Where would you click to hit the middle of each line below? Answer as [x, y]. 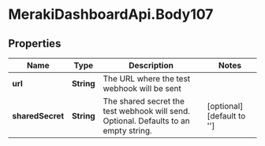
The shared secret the [144, 101]
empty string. [127, 131]
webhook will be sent [142, 88]
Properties [35, 44]
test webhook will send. [147, 111]
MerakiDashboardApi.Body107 [111, 15]
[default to [226, 116]
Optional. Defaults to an [147, 121]
